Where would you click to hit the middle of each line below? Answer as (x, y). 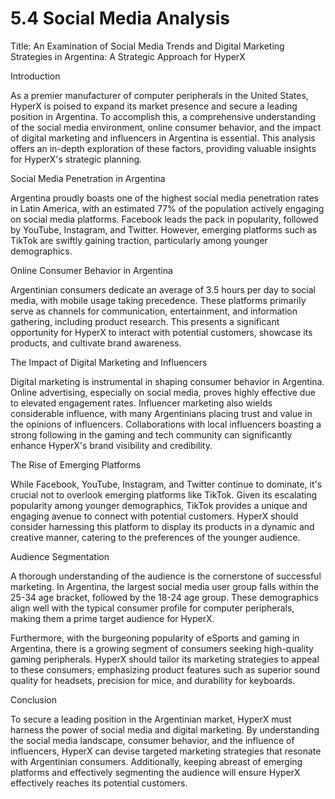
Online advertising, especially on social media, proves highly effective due (163, 392)
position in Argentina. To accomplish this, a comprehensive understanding (163, 116)
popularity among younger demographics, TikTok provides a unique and (159, 505)
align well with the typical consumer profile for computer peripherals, (152, 608)
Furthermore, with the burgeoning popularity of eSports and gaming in (155, 638)
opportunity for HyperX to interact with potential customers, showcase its (161, 332)
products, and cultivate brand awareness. (96, 343)
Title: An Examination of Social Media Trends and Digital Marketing (147, 46)
